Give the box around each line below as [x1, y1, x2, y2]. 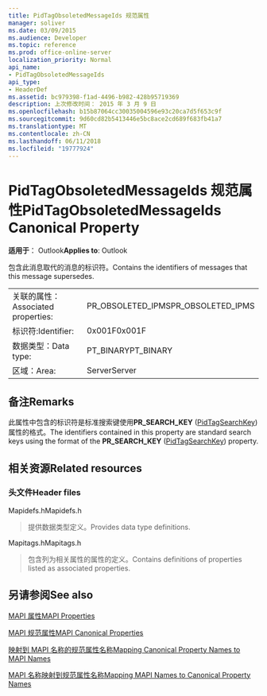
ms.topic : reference [8, 41, 77, 49]
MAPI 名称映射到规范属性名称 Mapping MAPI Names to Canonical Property [8, 670, 251, 679]
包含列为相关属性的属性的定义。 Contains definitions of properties [27, 554, 242, 564]
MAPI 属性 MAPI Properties [8, 611, 95, 621]
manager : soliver [8, 19, 66, 27]
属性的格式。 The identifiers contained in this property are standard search [8, 427, 252, 437]
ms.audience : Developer [8, 33, 87, 42]
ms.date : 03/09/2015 [8, 26, 77, 34]
